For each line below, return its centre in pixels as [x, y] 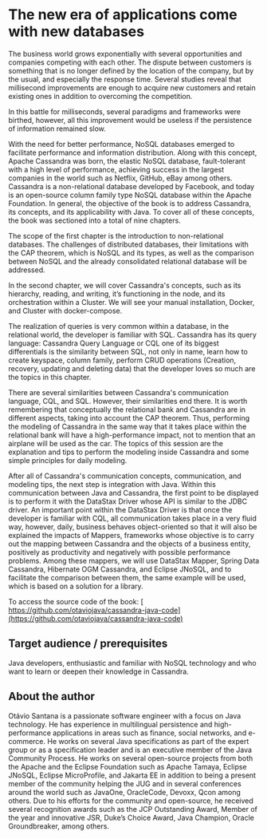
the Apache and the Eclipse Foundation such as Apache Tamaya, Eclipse [128, 766]
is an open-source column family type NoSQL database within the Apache [130, 195]
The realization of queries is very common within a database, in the [119, 326]
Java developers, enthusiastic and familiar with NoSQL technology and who [132, 663]
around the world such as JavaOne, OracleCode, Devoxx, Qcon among [125, 792]
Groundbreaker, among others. [59, 826]
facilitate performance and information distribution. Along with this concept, [133, 152]
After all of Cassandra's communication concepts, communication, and [125, 476]
